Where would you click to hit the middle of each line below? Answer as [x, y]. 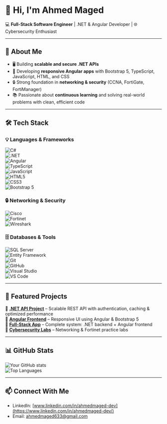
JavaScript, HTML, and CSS [41, 76]
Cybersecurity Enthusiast [31, 31]
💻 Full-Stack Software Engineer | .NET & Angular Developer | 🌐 [71, 24]
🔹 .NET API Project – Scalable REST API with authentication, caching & [78, 309]
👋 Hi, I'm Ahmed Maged [55, 10]
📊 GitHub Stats [29, 351]
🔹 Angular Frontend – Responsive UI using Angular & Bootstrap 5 [72, 319]
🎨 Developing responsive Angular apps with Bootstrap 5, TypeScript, [83, 71]
